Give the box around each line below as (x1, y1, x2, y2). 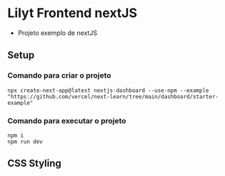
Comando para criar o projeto (7, 71, 112, 81)
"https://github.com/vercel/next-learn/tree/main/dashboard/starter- (7, 93, 219, 100)
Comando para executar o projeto (7, 115, 126, 125)
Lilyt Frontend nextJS (7, 5, 138, 21)
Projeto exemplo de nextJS (17, 29, 98, 37)
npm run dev (7, 138, 43, 145)
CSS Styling (7, 157, 62, 170)
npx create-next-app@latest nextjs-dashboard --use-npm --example (7, 87, 209, 94)
